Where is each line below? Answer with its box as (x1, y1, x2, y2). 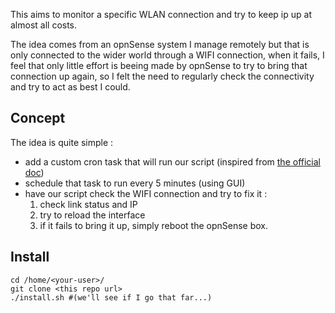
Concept (10, 110, 66, 127)
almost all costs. (10, 19, 78, 31)
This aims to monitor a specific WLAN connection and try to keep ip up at (10, 9, 312, 20)
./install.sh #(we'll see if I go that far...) (10, 292, 213, 303)
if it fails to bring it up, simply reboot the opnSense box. (39, 219, 269, 231)
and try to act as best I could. (10, 81, 131, 93)
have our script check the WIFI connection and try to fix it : (24, 187, 268, 199)
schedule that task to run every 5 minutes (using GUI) (24, 177, 246, 189)
